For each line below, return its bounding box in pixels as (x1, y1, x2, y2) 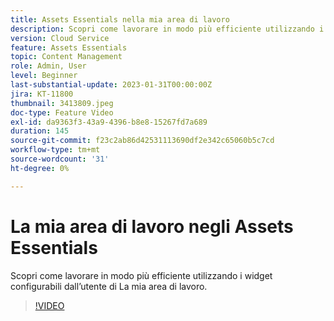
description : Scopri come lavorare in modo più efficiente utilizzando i (10, 24, 325, 34)
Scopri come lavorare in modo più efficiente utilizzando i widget (10, 269, 273, 281)
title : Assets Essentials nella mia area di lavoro (10, 14, 230, 25)
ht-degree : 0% (10, 163, 70, 173)
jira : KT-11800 (10, 89, 74, 99)
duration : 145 (10, 126, 70, 136)
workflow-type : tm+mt (10, 145, 101, 155)
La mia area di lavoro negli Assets (10, 215, 294, 238)
